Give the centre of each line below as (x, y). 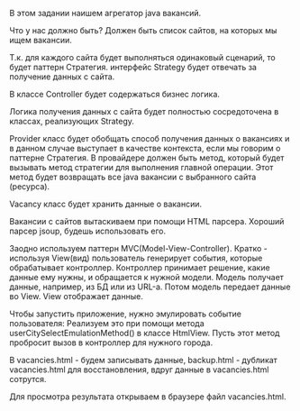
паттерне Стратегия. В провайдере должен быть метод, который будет (147, 158)
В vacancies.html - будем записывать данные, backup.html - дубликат (143, 360)
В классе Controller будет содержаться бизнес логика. (115, 94)
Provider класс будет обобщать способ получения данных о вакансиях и (150, 138)
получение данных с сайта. (62, 77)
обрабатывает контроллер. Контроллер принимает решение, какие (140, 268)
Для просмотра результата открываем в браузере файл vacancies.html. (148, 397)
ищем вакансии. (41, 40)
